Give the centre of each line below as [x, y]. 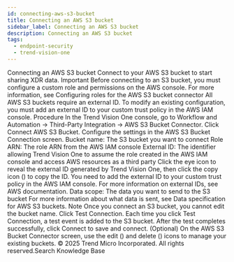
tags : [15, 40]
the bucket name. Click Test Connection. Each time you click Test [101, 213]
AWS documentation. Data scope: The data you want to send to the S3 [109, 191]
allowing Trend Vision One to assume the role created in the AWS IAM [108, 154]
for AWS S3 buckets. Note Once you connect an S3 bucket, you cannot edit [116, 206]
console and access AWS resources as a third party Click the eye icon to [112, 161]
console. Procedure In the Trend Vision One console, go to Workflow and [112, 117]
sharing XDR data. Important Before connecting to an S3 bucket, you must [114, 80]
